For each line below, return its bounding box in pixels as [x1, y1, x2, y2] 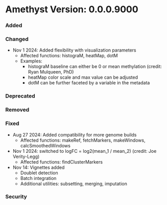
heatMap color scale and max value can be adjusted [28, 74, 138, 80]
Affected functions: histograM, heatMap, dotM [20, 53, 118, 59]
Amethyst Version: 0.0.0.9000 [5, 4, 139, 15]
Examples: [20, 58, 42, 64]
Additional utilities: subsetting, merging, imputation [20, 180, 128, 187]
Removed [5, 106, 30, 113]
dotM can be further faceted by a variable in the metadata [28, 80, 150, 86]
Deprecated [5, 93, 36, 100]
